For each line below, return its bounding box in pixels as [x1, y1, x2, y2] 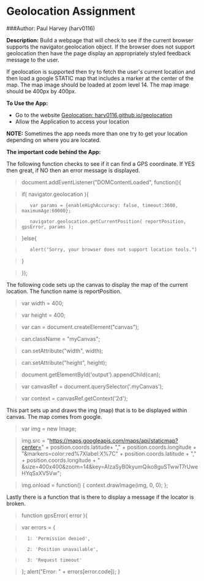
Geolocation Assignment [6, 4, 136, 18]
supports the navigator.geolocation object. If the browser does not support [6, 43, 195, 50]
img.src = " [21, 437, 50, 444]
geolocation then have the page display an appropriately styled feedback [6, 49, 191, 57]
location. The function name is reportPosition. [6, 287, 122, 295]
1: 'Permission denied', [27, 536, 91, 542]
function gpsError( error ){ [21, 512, 88, 519]
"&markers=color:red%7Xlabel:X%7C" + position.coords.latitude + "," [21, 450, 197, 457]
